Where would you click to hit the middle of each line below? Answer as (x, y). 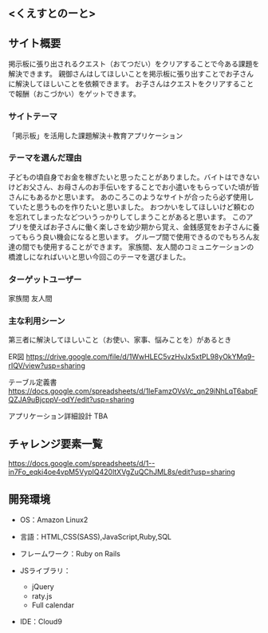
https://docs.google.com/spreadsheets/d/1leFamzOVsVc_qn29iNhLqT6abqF (133, 391)
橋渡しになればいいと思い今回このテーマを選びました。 (99, 256)
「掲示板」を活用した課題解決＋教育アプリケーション (96, 135)
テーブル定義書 (33, 382)
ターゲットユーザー (45, 279)
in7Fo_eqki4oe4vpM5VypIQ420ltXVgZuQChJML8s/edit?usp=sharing (122, 472)
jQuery (43, 587)
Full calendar (53, 605)
